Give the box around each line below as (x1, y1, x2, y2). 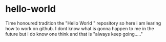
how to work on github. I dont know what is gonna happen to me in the (5, 25, 155, 31)
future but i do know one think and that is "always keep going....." (5, 31, 143, 37)
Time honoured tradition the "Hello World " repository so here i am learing (5, 20, 161, 26)
